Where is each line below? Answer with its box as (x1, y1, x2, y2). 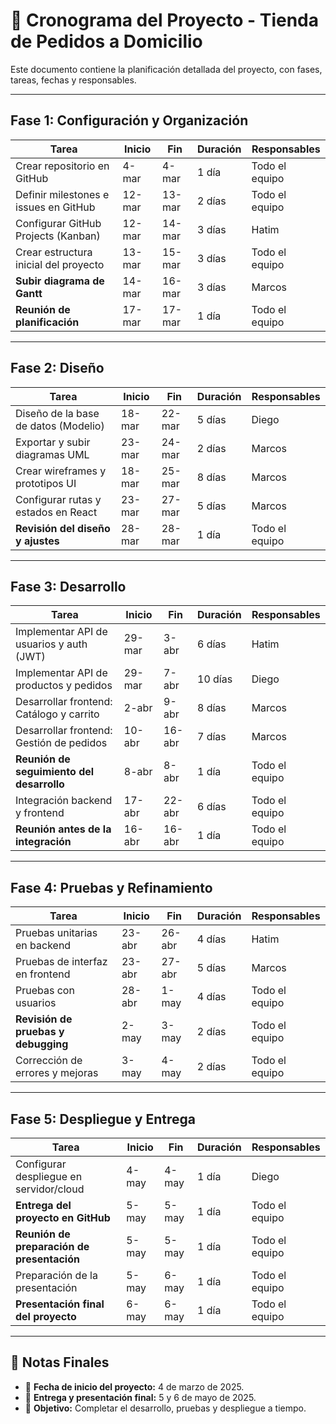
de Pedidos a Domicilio (10, 30, 203, 53)
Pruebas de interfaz (15, 955, 108, 969)
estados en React (15, 505, 98, 519)
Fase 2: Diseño (10, 360, 105, 377)
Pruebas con (15, 984, 75, 998)
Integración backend (15, 794, 113, 808)
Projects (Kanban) (15, 229, 101, 243)
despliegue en (15, 1170, 83, 1183)
